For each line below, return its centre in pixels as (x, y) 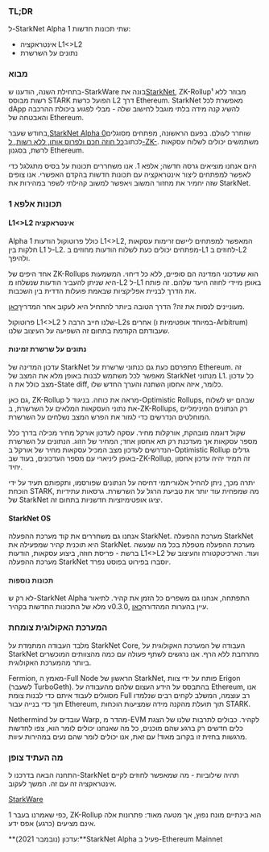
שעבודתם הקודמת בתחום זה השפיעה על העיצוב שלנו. (89, 330)
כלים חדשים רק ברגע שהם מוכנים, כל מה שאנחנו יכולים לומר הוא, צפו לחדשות (126, 728)
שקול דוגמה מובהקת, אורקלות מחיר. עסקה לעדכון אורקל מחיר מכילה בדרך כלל (127, 432)
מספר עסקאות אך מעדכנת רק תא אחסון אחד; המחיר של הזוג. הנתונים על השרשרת (133, 441)
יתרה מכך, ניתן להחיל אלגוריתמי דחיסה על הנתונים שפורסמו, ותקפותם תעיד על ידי (132, 482)
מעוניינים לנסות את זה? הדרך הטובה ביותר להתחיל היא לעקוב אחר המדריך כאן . (126, 306)
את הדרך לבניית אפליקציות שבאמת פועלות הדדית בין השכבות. (102, 290)
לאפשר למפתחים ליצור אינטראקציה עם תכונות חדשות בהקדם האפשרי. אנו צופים (130, 174)
